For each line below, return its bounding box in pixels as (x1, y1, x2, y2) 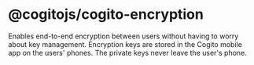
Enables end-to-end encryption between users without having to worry (8, 31, 239, 41)
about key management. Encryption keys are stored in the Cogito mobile (8, 39, 242, 49)
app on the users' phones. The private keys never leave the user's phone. (8, 48, 248, 57)
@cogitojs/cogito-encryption (8, 5, 204, 23)
